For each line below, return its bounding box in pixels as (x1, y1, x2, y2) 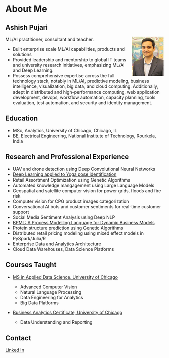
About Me (5, 3, 47, 15)
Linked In (5, 347, 24, 353)
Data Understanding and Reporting (20, 319, 93, 325)
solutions (12, 51, 32, 57)
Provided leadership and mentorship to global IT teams (12, 57, 127, 63)
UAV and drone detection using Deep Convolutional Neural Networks (12, 166, 156, 172)
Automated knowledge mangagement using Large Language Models (12, 182, 155, 188)
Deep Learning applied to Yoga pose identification (12, 171, 117, 177)
